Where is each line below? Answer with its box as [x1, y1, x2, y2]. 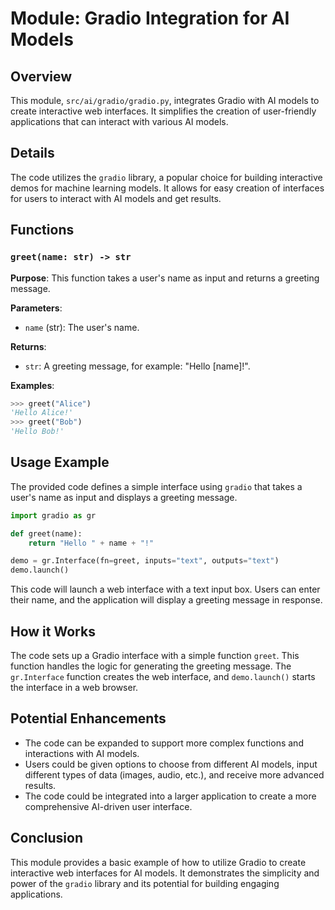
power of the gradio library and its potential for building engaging [10, 877, 280, 889]
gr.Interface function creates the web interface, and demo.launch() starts [10, 671, 316, 682]
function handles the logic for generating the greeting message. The [10, 660, 292, 672]
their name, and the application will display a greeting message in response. [10, 594, 323, 606]
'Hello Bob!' [10, 427, 65, 437]
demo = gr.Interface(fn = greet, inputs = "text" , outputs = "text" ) [10, 556, 280, 566]
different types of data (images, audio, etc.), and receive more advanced [24, 768, 325, 781]
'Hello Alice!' [10, 408, 74, 418]
